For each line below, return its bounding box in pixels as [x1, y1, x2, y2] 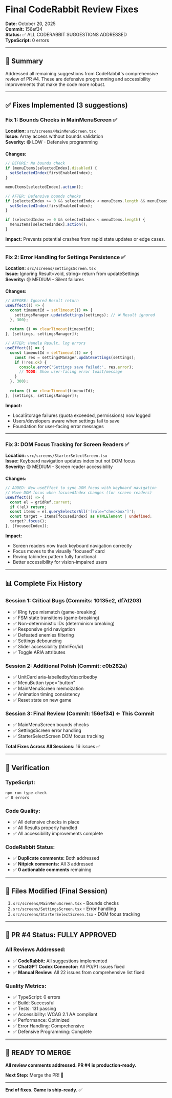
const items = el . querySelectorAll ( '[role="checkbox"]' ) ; [10, 509, 137, 514]
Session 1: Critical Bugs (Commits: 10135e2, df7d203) [5, 597, 142, 604]
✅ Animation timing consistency [12, 691, 80, 697]
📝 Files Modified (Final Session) [5, 886, 108, 895]
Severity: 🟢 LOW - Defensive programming [5, 139, 98, 145]
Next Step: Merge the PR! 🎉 [5, 1072, 64, 1078]
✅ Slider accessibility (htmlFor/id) [12, 643, 83, 649]
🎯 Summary [5, 57, 44, 66]
